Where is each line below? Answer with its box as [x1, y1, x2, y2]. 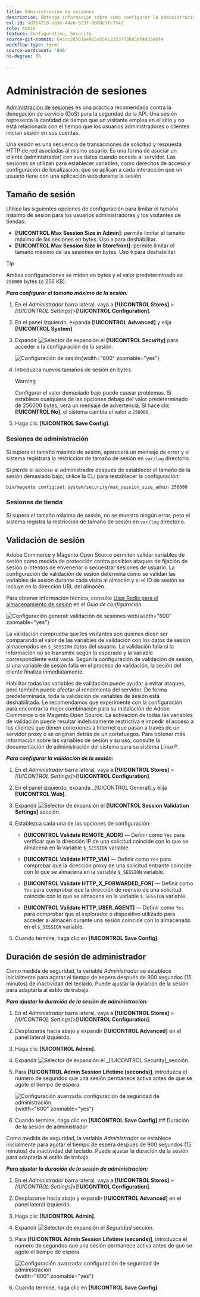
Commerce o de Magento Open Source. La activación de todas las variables [6, 711, 193, 718]
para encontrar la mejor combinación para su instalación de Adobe [6, 705, 170, 712]
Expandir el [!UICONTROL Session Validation [14, 802, 189, 809]
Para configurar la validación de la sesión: [6, 755, 114, 762]
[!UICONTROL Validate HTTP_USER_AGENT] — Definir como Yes [23, 904, 185, 911]
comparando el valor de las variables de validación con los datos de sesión [6, 636, 190, 644]
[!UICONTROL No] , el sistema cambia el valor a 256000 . [14, 408, 150, 415]
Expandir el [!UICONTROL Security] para [14, 337, 179, 344]
